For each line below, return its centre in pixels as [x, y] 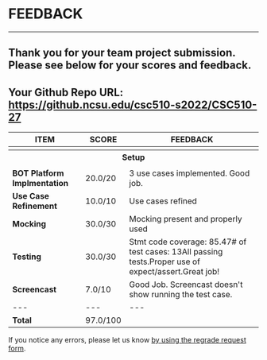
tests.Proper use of [165, 261]
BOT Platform [38, 173]
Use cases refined [163, 201]
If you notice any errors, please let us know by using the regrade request [127, 340]
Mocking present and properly [186, 219]
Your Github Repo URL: [66, 92]
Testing [27, 257]
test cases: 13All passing [176, 252]
